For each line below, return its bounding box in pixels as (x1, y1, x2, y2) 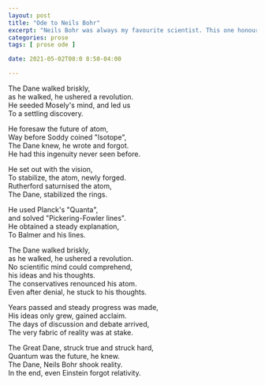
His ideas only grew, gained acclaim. (8, 311, 128, 320)
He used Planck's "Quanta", (8, 205, 99, 214)
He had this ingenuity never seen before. (8, 149, 140, 159)
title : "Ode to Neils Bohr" (8, 19, 101, 27)
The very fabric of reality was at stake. (8, 328, 134, 337)
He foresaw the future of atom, (8, 124, 109, 133)
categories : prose (8, 33, 69, 42)
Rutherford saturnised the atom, (8, 181, 112, 190)
